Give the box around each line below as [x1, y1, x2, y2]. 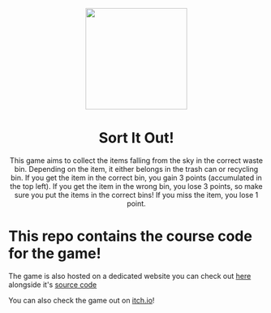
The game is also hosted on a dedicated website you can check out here [8, 271, 252, 281]
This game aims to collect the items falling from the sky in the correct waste [9, 155, 264, 165]
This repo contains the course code [8, 227, 253, 246]
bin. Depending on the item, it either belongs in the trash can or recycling [14, 164, 259, 174]
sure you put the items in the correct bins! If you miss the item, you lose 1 [14, 190, 259, 199]
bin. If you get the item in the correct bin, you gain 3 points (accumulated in [11, 173, 262, 182]
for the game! [8, 244, 101, 263]
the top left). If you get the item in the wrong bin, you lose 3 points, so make [9, 181, 264, 191]
